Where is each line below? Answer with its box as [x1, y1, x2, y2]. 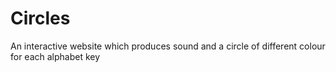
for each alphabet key [10, 50, 101, 62]
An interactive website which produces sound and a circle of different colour [10, 40, 326, 52]
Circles [10, 7, 71, 30]
